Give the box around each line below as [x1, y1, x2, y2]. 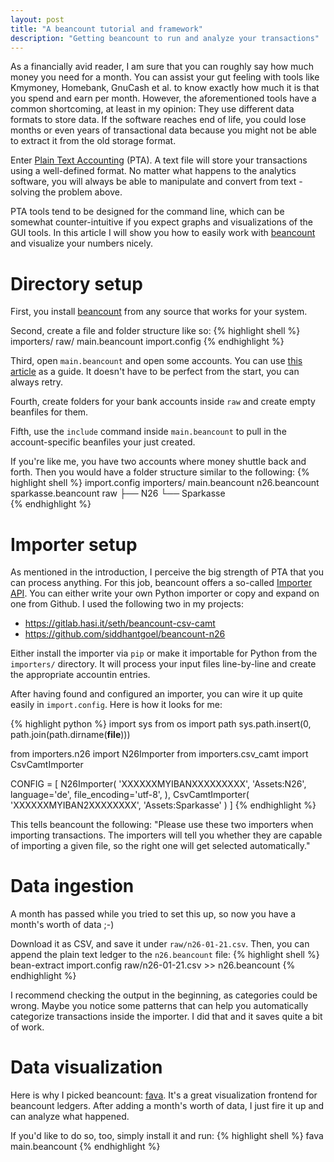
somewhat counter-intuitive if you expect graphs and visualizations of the [10, 216, 314, 228]
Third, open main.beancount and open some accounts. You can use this [10, 355, 303, 367]
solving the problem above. [10, 186, 123, 198]
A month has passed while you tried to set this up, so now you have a [10, 908, 297, 920]
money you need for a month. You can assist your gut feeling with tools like [10, 71, 320, 83]
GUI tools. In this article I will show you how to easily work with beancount [10, 227, 316, 239]
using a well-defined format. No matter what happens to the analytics [10, 165, 297, 177]
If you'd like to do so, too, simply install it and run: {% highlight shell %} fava [10, 1130, 324, 1142]
